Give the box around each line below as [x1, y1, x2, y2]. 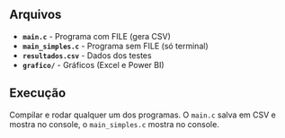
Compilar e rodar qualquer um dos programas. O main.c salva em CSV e [9, 109, 276, 120]
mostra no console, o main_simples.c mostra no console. [9, 118, 220, 129]
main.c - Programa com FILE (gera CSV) [22, 30, 171, 41]
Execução [9, 85, 67, 101]
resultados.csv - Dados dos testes [22, 49, 152, 61]
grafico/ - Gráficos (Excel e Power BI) [22, 59, 165, 70]
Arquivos [9, 7, 62, 22]
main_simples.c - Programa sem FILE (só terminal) [22, 40, 209, 51]
